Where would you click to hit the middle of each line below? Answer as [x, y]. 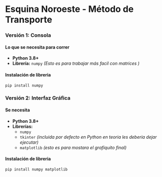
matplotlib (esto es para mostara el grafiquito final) [73, 147]
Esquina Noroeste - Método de [70, 9]
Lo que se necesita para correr [37, 47]
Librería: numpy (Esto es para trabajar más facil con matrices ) [76, 64]
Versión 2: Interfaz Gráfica [38, 98]
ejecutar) [29, 142]
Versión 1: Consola [28, 35]
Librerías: [23, 126]
